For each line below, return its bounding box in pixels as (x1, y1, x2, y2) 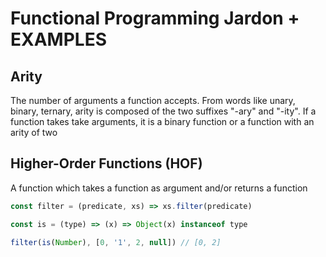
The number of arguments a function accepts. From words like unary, (10, 95, 296, 106)
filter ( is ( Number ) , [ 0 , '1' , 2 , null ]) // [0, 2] (10, 237, 222, 247)
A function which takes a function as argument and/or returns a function (10, 182, 308, 194)
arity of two (10, 127, 58, 138)
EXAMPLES (10, 28, 107, 51)
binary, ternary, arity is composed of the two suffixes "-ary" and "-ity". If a (10, 105, 317, 117)
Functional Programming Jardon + (10, 7, 300, 30)
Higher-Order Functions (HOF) (10, 155, 203, 172)
